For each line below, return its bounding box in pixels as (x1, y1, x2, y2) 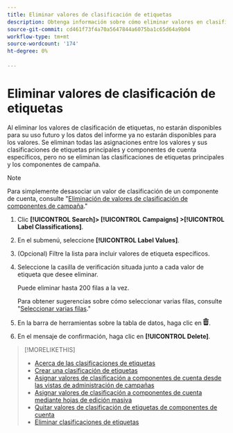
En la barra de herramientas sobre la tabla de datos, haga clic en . (17, 319, 212, 327)
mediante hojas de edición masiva (34, 396, 132, 404)
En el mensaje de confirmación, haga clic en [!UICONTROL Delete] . (17, 332, 211, 340)
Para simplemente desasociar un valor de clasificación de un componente (7, 187, 219, 195)
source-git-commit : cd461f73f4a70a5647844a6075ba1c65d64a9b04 (7, 26, 191, 33)
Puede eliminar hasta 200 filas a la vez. (17, 283, 130, 292)
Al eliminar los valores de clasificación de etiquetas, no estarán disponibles (7, 123, 222, 132)
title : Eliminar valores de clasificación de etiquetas (7, 11, 172, 18)
